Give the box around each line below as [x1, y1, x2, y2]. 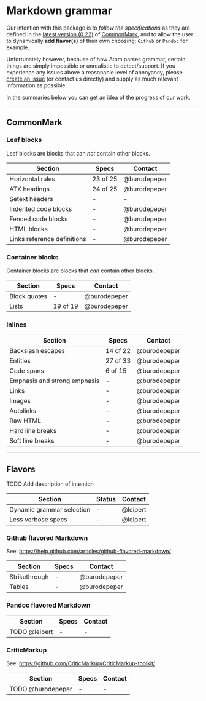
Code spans [9, 366, 44, 375]
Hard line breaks [9, 427, 57, 435]
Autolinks [9, 406, 37, 415]
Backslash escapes [9, 347, 66, 355]
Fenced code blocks [9, 215, 68, 223]
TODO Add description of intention [6, 480, 94, 488]
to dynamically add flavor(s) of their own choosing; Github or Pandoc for [6, 37, 188, 44]
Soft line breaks [9, 437, 55, 445]
